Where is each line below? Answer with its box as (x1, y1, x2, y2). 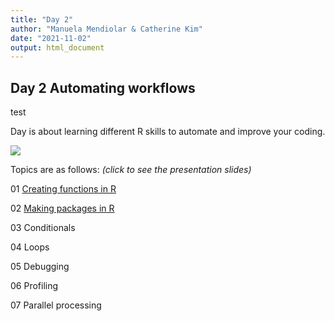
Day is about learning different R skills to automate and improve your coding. (10, 126, 326, 138)
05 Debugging (10, 261, 70, 273)
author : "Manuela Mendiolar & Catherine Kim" (10, 24, 203, 34)
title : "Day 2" (10, 14, 74, 25)
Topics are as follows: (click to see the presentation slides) (10, 164, 252, 176)
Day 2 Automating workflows (10, 79, 196, 96)
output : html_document (10, 42, 105, 53)
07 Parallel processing (10, 299, 102, 311)
